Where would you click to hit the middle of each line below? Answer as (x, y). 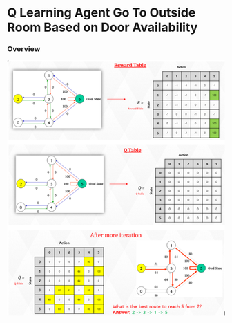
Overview (24, 49)
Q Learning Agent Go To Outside (101, 13)
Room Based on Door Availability (103, 27)
